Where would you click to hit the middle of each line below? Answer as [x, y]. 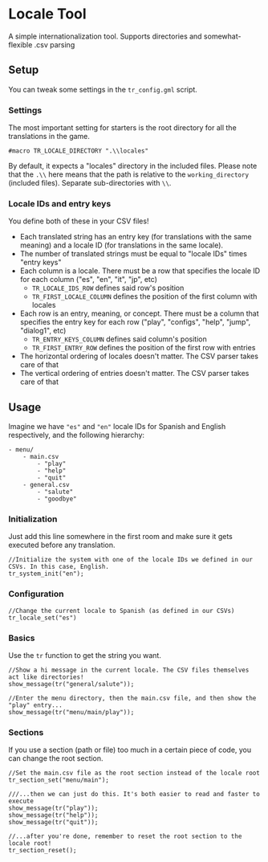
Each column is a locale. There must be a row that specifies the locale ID [140, 271]
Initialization [33, 519]
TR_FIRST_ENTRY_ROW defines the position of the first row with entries [144, 348]
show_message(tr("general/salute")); [71, 684]
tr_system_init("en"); [46, 574]
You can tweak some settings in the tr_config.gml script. [103, 89]
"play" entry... [35, 705]
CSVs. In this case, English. [59, 567]
